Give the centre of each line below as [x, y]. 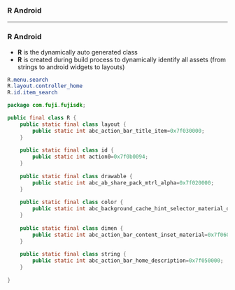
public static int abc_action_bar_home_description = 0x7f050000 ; [128, 261]
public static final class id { [67, 150]
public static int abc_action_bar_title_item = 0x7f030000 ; [119, 131]
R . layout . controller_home [45, 86]
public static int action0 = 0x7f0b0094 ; [91, 157]
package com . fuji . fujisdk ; [47, 106]
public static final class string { [73, 254]
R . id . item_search [33, 93]
